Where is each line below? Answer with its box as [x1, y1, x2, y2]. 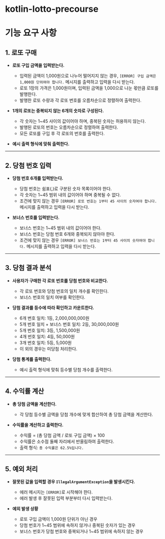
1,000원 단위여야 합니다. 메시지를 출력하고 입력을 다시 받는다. [19, 79, 135, 85]
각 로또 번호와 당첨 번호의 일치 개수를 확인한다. [19, 288, 109, 294]
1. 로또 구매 [5, 48, 37, 57]
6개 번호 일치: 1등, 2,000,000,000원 [19, 315, 90, 321]
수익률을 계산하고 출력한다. [12, 422, 64, 428]
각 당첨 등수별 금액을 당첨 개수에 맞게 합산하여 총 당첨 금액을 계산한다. [19, 411, 153, 417]
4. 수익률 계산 [5, 387, 44, 396]
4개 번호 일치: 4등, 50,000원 [19, 333, 75, 339]
